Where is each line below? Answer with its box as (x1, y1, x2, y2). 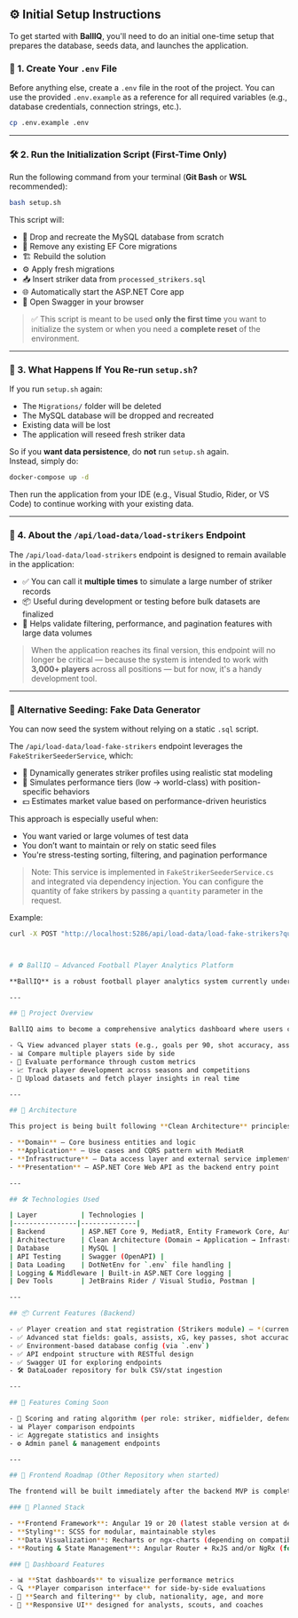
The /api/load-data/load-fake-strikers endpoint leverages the (9, 740, 244, 751)
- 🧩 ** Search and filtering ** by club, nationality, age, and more (9, 1592, 264, 1601)
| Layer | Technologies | (9, 1211, 145, 1219)
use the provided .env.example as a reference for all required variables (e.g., (9, 92, 288, 103)
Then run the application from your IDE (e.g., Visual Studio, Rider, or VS (9, 489, 270, 500)
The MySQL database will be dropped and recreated (21, 410, 215, 421)
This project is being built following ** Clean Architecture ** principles (9, 1122, 292, 1131)
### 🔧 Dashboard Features (9, 1559, 105, 1569)
